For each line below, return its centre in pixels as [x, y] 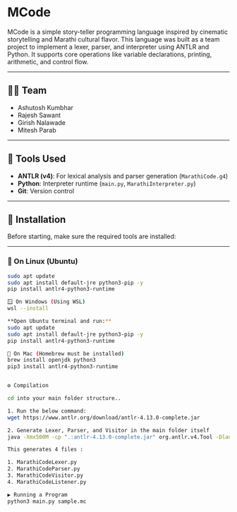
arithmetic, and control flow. [48, 61]
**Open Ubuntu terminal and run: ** [60, 322]
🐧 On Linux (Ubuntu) [43, 262]
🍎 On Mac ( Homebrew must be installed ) [66, 353]
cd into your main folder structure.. [64, 398]
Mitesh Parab [37, 130]
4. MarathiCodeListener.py [47, 482]
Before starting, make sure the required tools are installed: [92, 236]
